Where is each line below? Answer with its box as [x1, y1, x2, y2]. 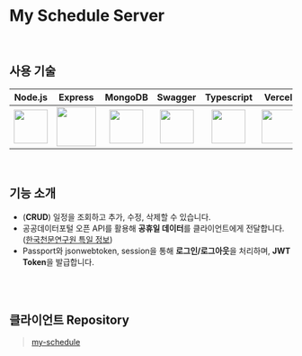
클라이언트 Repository [9, 312, 130, 327]
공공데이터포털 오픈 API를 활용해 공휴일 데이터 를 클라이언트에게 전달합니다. [22, 223, 285, 233]
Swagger [156, 91, 197, 104]
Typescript [205, 91, 253, 104]
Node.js [13, 91, 48, 104]
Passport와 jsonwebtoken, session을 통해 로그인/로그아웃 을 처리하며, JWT [22, 245, 291, 256]
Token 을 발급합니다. [22, 256, 94, 267]
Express [58, 91, 94, 104]
